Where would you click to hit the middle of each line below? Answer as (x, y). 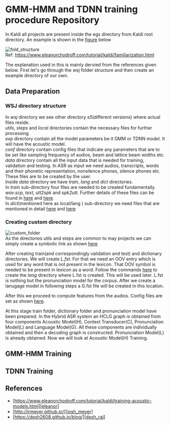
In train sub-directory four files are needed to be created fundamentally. (81, 187)
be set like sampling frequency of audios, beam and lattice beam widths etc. (85, 155)
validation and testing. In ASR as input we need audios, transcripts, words (82, 166)
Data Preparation (32, 92)
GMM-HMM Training (39, 354)
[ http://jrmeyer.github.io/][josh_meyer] (53, 411)
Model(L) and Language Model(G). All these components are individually (81, 327)
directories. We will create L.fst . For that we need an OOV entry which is (80, 259)
